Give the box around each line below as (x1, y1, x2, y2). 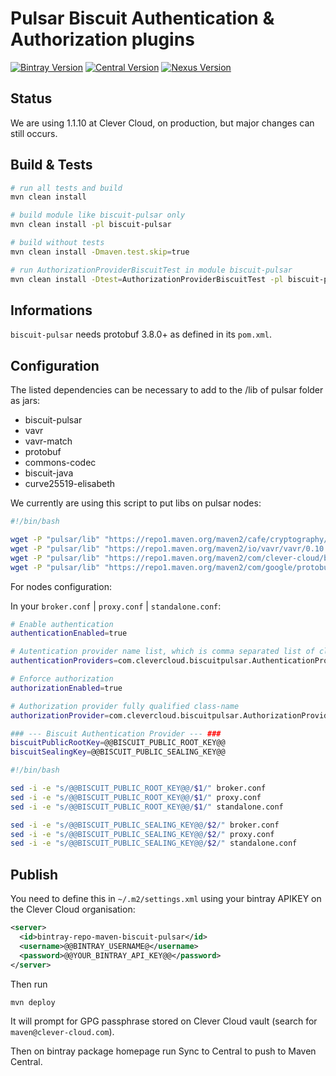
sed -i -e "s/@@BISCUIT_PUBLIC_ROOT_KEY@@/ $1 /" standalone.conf (10, 802, 284, 812)
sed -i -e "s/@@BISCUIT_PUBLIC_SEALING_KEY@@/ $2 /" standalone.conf (10, 838, 298, 849)
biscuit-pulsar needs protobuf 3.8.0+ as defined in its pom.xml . (10, 328, 272, 341)
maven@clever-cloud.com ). (10, 1026, 115, 1038)
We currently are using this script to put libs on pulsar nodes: (10, 497, 262, 509)
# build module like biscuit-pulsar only (10, 210, 186, 221)
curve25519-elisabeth (24, 478, 116, 490)
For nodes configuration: (10, 580, 112, 592)
